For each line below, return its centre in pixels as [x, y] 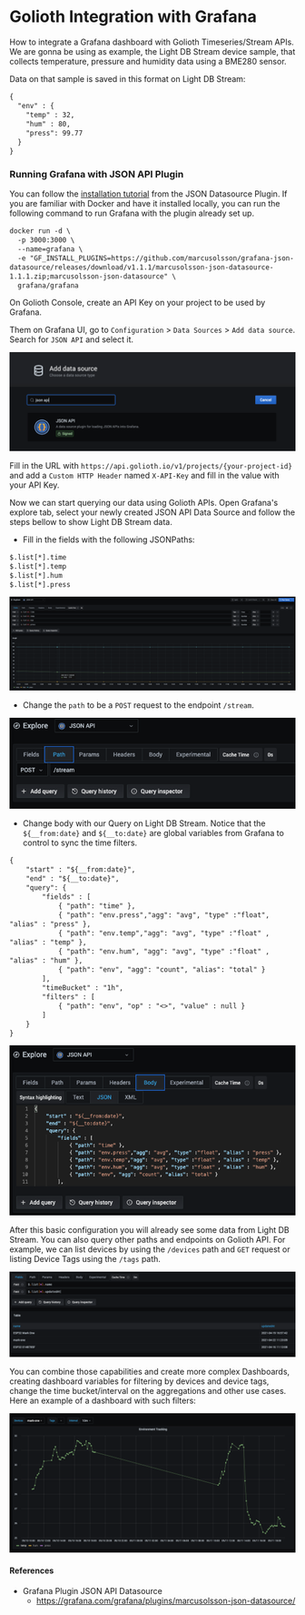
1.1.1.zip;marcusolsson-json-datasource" [89, 277]
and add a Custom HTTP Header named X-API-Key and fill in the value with [144, 476]
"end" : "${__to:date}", [73, 879]
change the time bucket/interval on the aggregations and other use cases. [148, 1391]
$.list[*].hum [36, 576]
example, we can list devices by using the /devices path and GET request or [150, 1249]
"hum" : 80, [48, 124]
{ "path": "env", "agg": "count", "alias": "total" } [162, 970]
